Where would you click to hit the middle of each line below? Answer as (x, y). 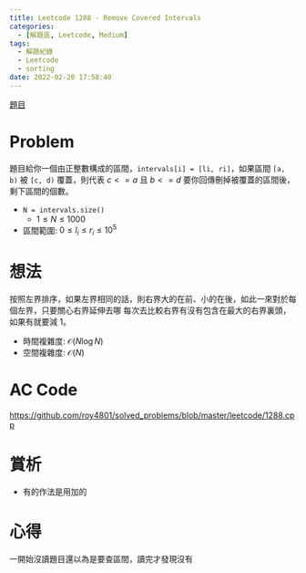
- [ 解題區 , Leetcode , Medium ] (73, 35)
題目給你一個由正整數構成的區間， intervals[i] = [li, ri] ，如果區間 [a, (148, 168)
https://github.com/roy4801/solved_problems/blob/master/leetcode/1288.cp (152, 415)
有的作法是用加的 (55, 491)
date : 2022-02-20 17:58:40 (61, 78)
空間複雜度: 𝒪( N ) (53, 353)
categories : (32, 26)
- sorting (36, 69)
